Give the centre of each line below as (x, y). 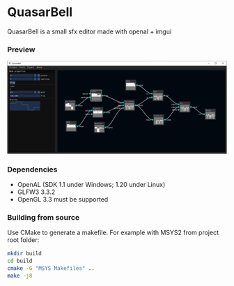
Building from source (44, 218)
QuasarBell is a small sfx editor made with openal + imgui (89, 31)
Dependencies (32, 170)
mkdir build (24, 254)
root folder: (23, 240)
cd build (20, 261)
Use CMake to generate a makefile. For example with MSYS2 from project (113, 233)
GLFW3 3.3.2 (36, 192)
